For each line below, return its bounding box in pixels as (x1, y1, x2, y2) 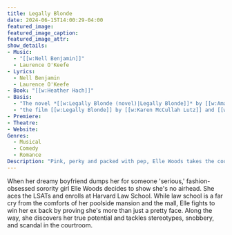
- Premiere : (7, 113, 41, 120)
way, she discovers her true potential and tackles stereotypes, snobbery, (7, 214, 215, 222)
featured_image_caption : (7, 29, 79, 37)
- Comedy (13, 145, 39, 152)
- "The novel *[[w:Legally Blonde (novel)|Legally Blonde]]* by (13, 100, 202, 107)
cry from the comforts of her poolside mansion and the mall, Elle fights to (7, 198, 215, 207)
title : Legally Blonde (7, 10, 72, 17)
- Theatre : (7, 119, 39, 126)
